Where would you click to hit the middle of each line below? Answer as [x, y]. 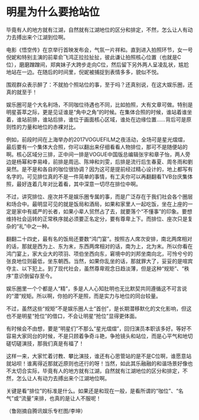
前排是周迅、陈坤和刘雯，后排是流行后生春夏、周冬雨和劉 [123, 161]
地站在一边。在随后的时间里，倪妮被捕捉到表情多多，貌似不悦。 [84, 72]
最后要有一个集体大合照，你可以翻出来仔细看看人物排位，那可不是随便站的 [97, 147]
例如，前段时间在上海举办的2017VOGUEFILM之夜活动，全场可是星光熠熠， [97, 139]
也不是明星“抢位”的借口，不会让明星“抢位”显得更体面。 [73, 316]
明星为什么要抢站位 [53, 12]
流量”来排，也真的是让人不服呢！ [61, 398]
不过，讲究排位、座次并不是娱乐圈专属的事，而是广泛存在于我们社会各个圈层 [99, 196]
